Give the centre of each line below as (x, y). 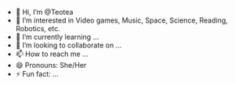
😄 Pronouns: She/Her (51, 65)
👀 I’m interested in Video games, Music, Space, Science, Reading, (122, 20)
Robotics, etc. (38, 28)
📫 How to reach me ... (52, 54)
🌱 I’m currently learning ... (57, 37)
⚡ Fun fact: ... (37, 74)
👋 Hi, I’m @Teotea (44, 12)
